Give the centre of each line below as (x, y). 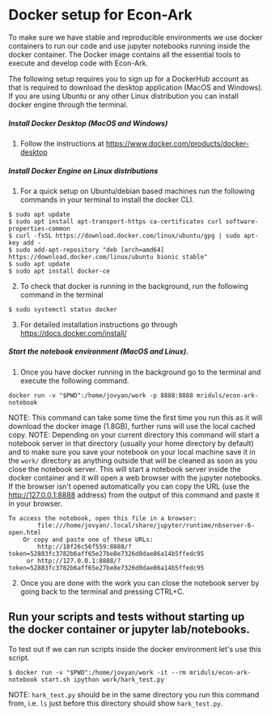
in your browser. (36, 503)
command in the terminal (61, 294)
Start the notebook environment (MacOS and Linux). (99, 352)
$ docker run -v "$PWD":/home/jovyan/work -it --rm (97, 672)
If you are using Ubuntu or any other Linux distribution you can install (123, 95)
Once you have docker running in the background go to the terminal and (140, 372)
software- (242, 221)
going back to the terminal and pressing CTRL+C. (102, 591)
